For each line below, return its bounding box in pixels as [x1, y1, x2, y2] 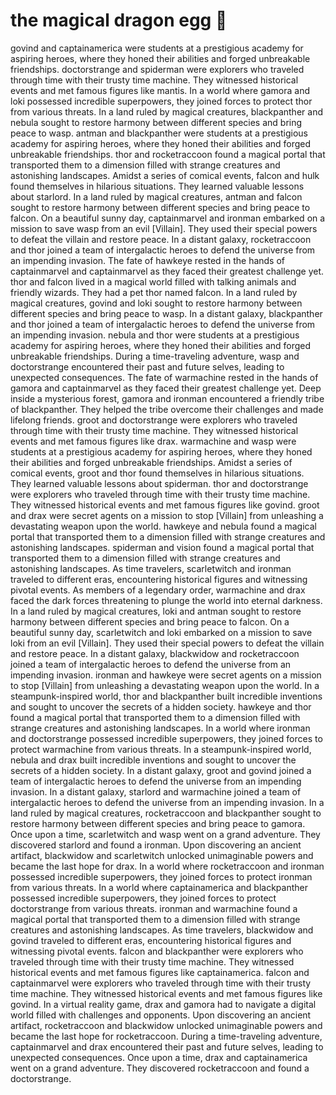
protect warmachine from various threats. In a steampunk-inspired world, [10, 743, 312, 755]
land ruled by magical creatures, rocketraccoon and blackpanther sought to [10, 807, 322, 819]
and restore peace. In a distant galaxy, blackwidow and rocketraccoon [10, 647, 300, 659]
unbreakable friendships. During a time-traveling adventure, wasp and [10, 350, 300, 362]
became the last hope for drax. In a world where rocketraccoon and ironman [10, 860, 325, 872]
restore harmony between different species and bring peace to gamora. [10, 817, 306, 829]
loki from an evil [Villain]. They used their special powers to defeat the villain [10, 637, 325, 649]
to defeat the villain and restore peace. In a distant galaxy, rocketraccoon [10, 233, 312, 245]
